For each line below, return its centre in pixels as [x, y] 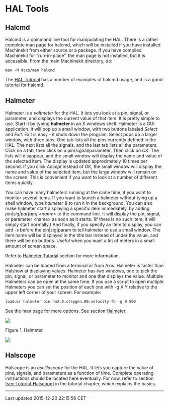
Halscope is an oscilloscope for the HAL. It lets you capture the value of [79, 367]
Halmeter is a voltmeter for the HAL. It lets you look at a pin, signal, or [77, 113]
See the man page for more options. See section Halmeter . [66, 311]
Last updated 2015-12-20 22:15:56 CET [46, 398]
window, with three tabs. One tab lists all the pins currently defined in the [81, 140]
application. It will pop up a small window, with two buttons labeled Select [81, 129]
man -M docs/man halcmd [30, 70]
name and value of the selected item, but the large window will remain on [81, 171]
